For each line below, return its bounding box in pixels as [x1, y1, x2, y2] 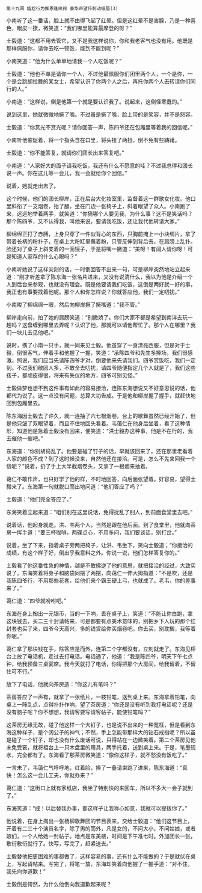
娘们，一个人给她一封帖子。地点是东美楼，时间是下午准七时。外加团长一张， [6, 832, 196, 839]
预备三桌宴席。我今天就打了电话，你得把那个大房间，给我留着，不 [26, 660, 191, 667]
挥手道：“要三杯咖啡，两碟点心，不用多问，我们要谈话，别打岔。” [16, 529, 177, 536]
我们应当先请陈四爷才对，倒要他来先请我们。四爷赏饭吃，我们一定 [32, 357, 196, 364]
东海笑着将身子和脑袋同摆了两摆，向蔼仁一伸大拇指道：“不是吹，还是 [22, 569, 194, 576]
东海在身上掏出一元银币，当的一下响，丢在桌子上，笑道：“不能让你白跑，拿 [6, 610, 194, 617]
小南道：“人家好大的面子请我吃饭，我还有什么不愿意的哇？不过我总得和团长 [6, 162, 194, 169]
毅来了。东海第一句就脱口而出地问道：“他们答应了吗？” [6, 483, 143, 490]
